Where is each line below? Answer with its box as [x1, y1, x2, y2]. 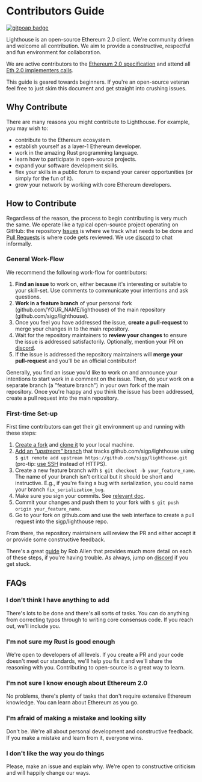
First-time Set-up [6, 409, 58, 418]
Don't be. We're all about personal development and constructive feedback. [6, 727, 194, 735]
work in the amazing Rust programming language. [14, 149, 139, 156]
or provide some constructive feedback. [6, 536, 106, 543]
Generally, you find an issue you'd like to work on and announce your [6, 368, 178, 376]
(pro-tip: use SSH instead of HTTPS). [14, 461, 107, 468]
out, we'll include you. [6, 622, 61, 630]
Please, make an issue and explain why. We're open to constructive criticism [6, 763, 195, 770]
